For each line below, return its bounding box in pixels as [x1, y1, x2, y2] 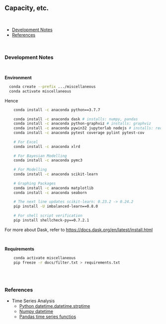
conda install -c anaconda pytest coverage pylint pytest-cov [13, 131, 145, 136]
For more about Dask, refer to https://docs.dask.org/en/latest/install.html [4, 227, 153, 232]
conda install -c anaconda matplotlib [13, 185, 94, 190]
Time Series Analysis [11, 298, 55, 304]
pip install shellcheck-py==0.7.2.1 [13, 218, 90, 223]
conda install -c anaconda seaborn [13, 190, 87, 195]
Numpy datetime [19, 308, 54, 314]
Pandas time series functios [19, 314, 76, 320]
